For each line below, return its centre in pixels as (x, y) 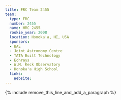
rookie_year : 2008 (29, 33)
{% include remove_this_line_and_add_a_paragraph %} (61, 92)
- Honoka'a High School (34, 69)
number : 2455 (23, 23)
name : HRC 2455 (25, 28)
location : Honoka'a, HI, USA (39, 37)
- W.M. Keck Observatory (35, 65)
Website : (23, 78)
